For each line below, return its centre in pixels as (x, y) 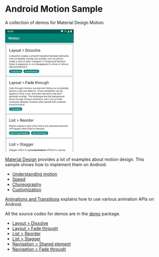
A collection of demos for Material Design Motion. (55, 22)
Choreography (27, 184)
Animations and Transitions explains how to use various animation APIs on (80, 199)
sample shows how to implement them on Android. (56, 164)
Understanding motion (35, 174)
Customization (27, 190)
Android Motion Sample (54, 9)
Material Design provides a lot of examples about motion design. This (75, 159)
